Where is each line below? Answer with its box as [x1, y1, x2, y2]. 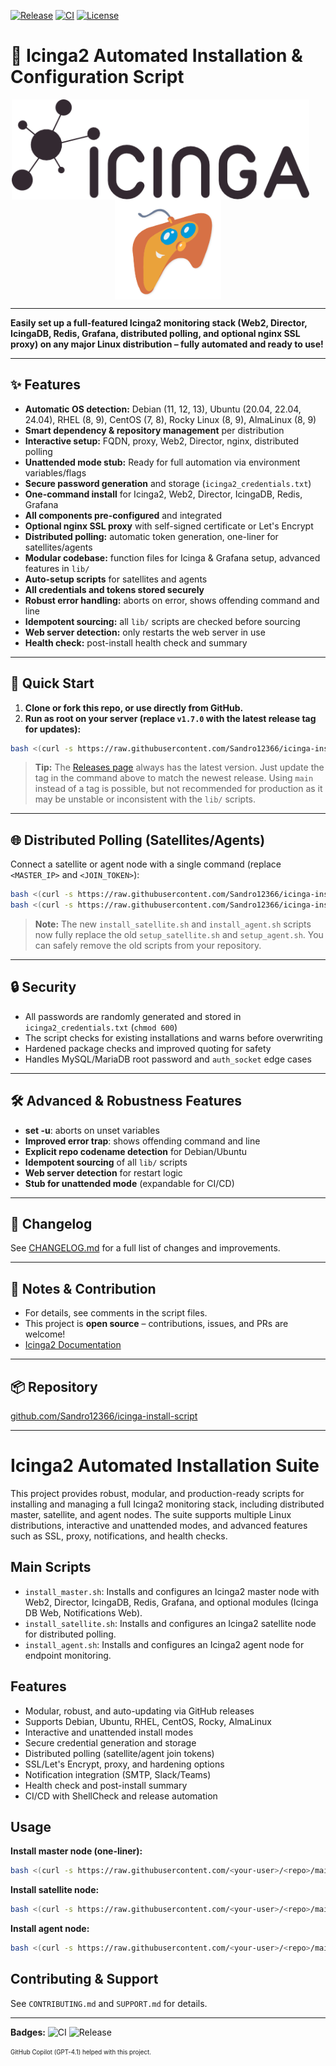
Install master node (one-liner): [10, 1845, 143, 1857]
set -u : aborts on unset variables [24, 1124, 160, 1136]
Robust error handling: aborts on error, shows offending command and [24, 594, 320, 606]
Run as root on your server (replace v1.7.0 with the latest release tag [24, 712, 317, 724]
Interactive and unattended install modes [24, 1726, 194, 1738]
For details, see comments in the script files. [24, 1307, 208, 1319]
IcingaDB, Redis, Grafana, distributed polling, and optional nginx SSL [10, 327, 301, 339]
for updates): [24, 723, 82, 735]
